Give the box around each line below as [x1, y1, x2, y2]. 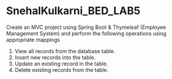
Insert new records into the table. [14, 54, 96, 61]
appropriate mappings [6, 36, 60, 43]
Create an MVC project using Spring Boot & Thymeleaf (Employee [6, 24, 167, 31]
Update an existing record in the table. [14, 60, 108, 67]
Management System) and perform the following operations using [6, 29, 167, 37]
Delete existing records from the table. [14, 66, 109, 73]
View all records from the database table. [14, 47, 115, 54]
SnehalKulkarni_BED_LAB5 [6, 4, 141, 18]
